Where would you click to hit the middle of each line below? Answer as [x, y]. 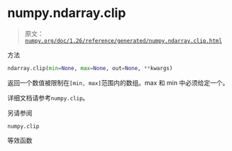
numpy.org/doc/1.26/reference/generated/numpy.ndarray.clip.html [123, 40]
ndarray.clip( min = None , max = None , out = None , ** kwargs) [90, 68]
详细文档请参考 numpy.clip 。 [48, 98]
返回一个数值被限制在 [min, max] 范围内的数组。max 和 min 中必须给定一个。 [118, 82]
